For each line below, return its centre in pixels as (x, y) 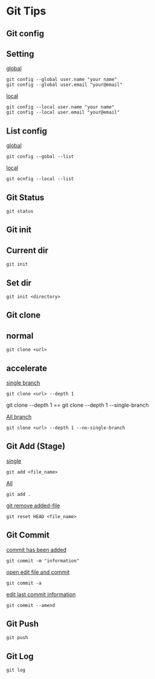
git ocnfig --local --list (40, 179)
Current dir (27, 250)
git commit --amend (31, 605)
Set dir (19, 283)
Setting (20, 54)
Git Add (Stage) (36, 447)
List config (27, 131)
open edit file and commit (38, 572)
